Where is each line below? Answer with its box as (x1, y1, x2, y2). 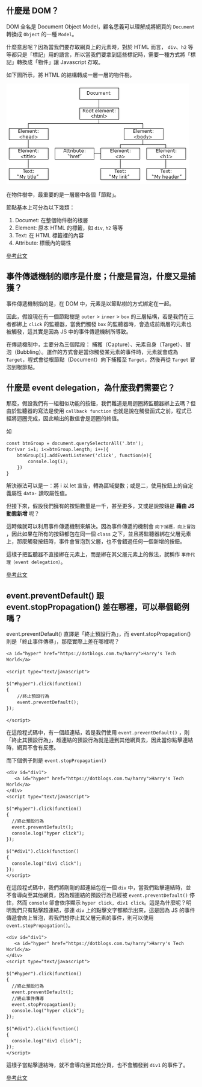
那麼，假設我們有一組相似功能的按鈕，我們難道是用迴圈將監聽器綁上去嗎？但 (6, 400, 196, 407)
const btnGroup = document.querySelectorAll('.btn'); (6, 440, 144, 447)
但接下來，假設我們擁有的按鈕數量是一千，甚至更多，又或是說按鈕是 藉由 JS (6, 502, 195, 510)
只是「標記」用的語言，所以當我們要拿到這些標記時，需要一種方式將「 (16, 51, 191, 58)
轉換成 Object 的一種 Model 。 (6, 30, 78, 37)
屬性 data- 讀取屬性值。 (11, 490, 70, 497)
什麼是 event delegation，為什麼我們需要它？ (6, 383, 176, 393)
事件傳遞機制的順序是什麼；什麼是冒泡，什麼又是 (6, 271, 188, 282)
